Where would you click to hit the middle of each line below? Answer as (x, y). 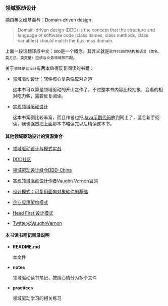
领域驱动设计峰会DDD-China (42, 170)
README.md (26, 246)
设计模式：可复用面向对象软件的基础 (50, 191)
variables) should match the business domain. (65, 41)
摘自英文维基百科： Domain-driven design (48, 20)
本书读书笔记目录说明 (27, 235)
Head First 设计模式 (33, 213)
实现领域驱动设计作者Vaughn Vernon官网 (55, 181)
